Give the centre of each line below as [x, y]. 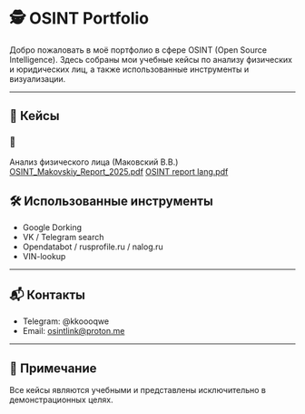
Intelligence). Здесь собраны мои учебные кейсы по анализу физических [151, 59]
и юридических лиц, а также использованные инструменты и [129, 69]
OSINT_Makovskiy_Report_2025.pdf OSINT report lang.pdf [119, 171]
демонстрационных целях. [61, 400]
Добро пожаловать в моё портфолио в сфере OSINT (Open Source [138, 50]
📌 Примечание [53, 368]
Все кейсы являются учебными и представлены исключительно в [138, 390]
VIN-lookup [44, 257]
